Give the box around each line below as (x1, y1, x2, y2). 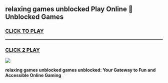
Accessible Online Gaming (5, 72, 61, 78)
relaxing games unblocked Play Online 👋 (5, 5, 133, 13)
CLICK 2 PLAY (5, 46, 40, 53)
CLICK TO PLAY (5, 28, 44, 35)
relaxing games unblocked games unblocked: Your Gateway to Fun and (5, 67, 156, 73)
